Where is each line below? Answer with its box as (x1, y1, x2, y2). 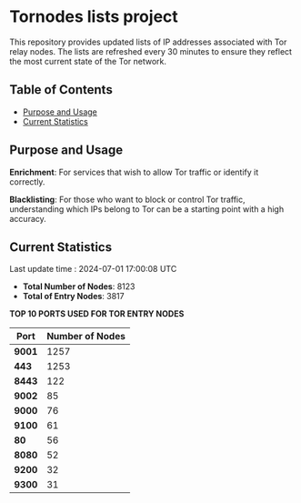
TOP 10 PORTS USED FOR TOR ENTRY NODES (9, 308, 185, 319)
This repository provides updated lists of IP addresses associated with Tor (9, 36, 287, 47)
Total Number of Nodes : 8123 (22, 281, 135, 292)
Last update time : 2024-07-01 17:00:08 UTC (9, 264, 177, 275)
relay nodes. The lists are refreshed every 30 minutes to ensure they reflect (9, 45, 293, 56)
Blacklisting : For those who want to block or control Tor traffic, (9, 194, 246, 205)
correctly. (9, 176, 45, 187)
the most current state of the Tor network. (9, 55, 166, 66)
